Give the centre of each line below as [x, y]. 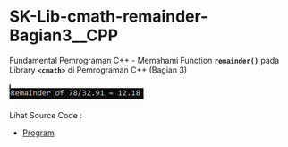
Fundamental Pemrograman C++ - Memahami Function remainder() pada [144, 60]
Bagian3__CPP [64, 35]
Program [38, 133]
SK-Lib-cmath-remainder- [109, 17]
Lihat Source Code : [46, 115]
